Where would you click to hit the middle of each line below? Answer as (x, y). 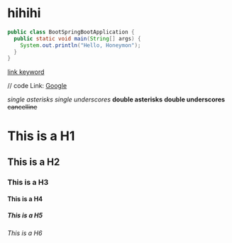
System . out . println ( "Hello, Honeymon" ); (81, 45)
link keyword (26, 72)
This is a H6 (25, 233)
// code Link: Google (37, 86)
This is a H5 (25, 215)
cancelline (22, 107)
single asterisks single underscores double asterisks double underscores (116, 99)
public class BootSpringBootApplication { (71, 32)
